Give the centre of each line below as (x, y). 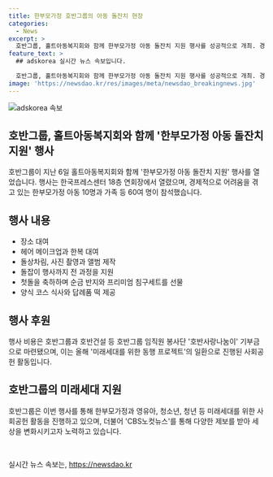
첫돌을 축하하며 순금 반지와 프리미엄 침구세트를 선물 (102, 282)
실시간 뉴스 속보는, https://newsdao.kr (70, 464)
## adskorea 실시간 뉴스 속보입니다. (71, 62)
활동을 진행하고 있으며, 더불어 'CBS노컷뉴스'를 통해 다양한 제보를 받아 (140, 421)
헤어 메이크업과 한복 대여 (59, 252)
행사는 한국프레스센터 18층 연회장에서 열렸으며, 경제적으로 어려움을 (144, 182)
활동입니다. (35, 362)
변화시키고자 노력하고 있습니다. (72, 431)
